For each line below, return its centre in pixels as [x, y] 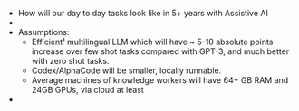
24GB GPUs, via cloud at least [88, 90]
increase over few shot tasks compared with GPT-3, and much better [160, 51]
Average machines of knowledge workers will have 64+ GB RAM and [160, 80]
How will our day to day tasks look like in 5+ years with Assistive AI [143, 13]
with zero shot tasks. [70, 61]
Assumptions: [43, 32]
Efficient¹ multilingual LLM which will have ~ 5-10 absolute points [152, 42]
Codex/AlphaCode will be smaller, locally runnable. [126, 70]
